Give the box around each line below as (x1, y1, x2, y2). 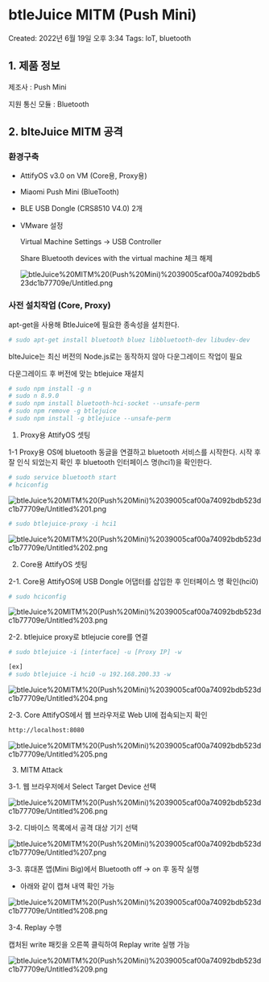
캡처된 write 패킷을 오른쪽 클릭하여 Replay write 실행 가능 (8, 939, 191, 949)
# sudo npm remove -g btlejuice (8, 407, 117, 416)
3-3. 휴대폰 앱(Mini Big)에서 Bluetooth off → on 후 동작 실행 (8, 864, 200, 873)
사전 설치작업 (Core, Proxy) (8, 300, 111, 311)
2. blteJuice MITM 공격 (8, 125, 123, 139)
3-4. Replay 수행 (8, 922, 62, 932)
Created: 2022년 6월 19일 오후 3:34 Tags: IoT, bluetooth (8, 33, 192, 43)
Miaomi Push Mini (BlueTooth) (19, 187, 119, 197)
